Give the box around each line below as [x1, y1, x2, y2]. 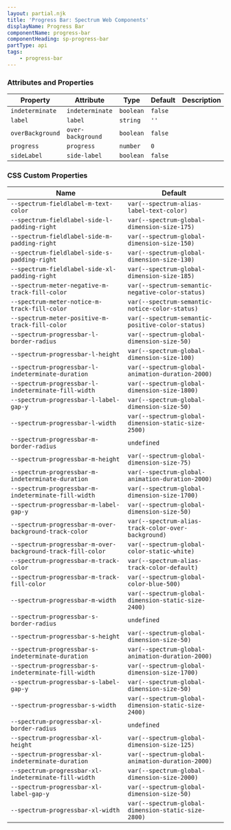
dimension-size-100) [127, 354, 195, 362]
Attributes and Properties [7, 77, 94, 87]
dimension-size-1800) [127, 387, 199, 394]
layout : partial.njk [7, 10, 67, 17]
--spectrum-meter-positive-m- [10, 315, 110, 322]
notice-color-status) [127, 305, 199, 313]
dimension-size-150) [127, 240, 195, 248]
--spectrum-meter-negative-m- [10, 281, 110, 290]
